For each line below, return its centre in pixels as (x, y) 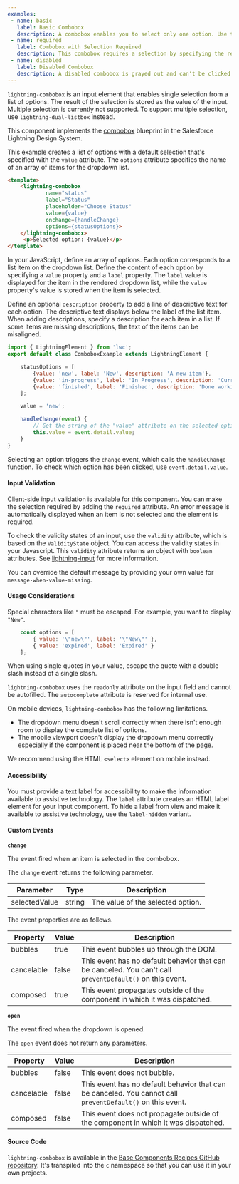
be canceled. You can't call (127, 969)
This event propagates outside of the (143, 990)
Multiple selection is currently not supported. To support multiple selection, (117, 109)
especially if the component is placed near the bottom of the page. (115, 745)
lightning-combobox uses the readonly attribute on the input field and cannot (119, 687)
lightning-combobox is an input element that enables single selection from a (118, 94)
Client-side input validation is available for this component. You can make (115, 499)
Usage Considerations (41, 596)
